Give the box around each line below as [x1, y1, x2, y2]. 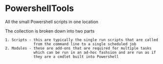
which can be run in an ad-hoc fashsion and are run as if [33, 50, 156, 55]
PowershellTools [5, 3, 74, 14]
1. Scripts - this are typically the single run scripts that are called [5, 37, 159, 42]
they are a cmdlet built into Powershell [33, 54, 119, 59]
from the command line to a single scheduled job [33, 41, 137, 46]
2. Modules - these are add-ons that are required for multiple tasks [5, 46, 152, 51]
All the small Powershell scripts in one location [5, 19, 99, 25]
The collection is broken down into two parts [5, 28, 95, 34]
